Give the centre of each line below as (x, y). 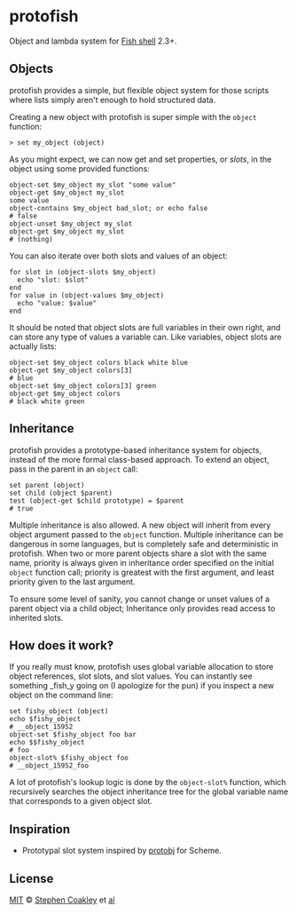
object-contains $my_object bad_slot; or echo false (109, 208)
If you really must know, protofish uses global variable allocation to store (141, 667)
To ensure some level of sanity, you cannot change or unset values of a (140, 599)
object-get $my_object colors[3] (71, 370)
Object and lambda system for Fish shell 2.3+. (93, 41)
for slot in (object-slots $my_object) (83, 272)
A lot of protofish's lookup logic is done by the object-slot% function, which (148, 783)
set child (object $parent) (61, 493)
